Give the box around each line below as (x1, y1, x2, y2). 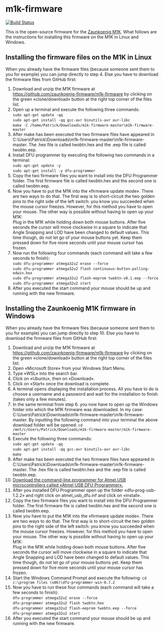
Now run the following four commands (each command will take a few (12, 250, 153, 256)
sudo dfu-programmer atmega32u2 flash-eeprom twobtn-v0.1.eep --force (12, 276, 159, 281)
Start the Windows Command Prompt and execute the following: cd (12, 575, 147, 581)
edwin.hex (12, 270, 33, 275)
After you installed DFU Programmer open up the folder (12, 487, 123, 493)
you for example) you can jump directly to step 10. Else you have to (5, 330, 140, 336)
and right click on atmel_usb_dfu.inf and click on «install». (25, 492, 141, 498)
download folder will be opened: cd (12, 422, 83, 428)
